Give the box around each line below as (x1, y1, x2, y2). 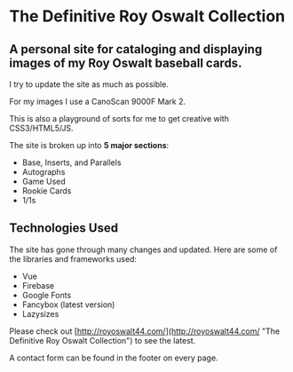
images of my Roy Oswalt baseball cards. (9, 55, 242, 70)
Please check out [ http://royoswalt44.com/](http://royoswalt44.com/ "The (9, 326, 281, 336)
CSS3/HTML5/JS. (9, 123, 74, 133)
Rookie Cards (21, 186, 72, 196)
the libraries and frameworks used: (9, 253, 138, 264)
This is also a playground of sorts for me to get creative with (9, 114, 229, 123)
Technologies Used (9, 220, 118, 236)
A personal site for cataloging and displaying (9, 42, 263, 57)
